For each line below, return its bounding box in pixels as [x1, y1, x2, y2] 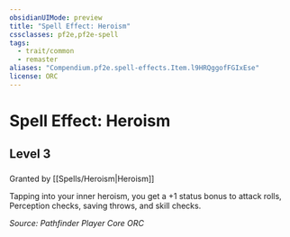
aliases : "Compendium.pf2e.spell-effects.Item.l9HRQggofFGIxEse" [9, 64, 259, 73]
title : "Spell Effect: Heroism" [9, 22, 131, 31]
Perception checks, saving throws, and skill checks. [9, 200, 202, 212]
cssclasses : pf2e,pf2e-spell [9, 30, 119, 39]
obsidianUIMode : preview [9, 13, 103, 23]
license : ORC [9, 72, 59, 81]
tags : [9, 38, 30, 48]
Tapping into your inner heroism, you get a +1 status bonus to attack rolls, [9, 191, 282, 202]
